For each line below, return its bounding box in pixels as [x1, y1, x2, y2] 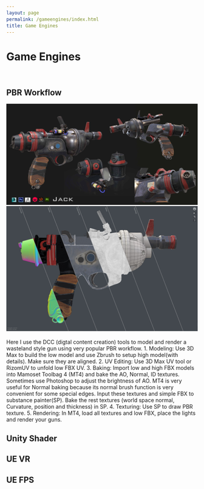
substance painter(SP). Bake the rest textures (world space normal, [6, 396, 175, 404]
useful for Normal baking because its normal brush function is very [6, 383, 174, 390]
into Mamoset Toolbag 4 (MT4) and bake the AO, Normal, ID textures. [6, 370, 180, 378]
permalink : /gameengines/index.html [6, 16, 99, 23]
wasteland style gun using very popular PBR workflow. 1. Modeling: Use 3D [6, 344, 194, 352]
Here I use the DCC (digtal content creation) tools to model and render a [6, 338, 187, 345]
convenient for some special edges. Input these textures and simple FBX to [6, 390, 194, 397]
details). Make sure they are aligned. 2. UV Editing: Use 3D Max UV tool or [6, 358, 192, 365]
